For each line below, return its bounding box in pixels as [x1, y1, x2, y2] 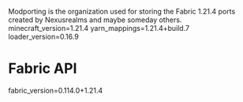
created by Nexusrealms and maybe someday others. [8, 15, 182, 25]
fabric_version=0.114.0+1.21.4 [8, 85, 103, 95]
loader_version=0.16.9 [8, 32, 79, 41]
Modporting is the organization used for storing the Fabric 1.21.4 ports [8, 7, 236, 16]
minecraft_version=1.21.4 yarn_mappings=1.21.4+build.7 [8, 24, 190, 32]
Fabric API [8, 59, 77, 77]
